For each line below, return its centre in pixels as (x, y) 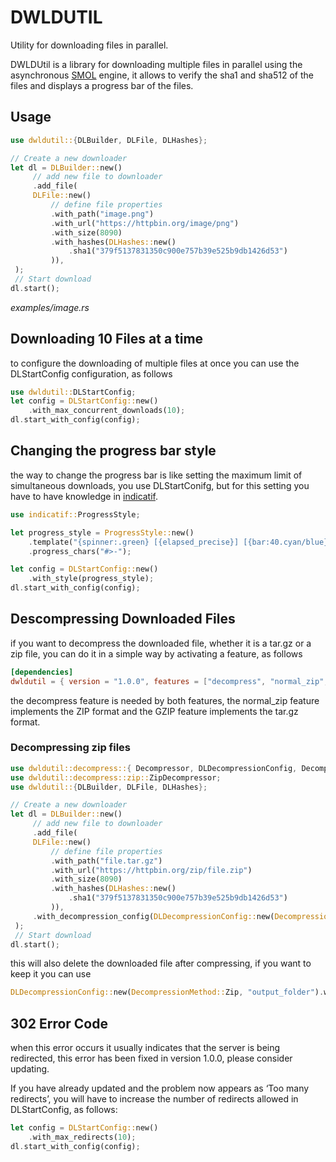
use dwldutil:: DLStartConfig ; (73, 392)
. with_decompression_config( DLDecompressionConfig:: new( (153, 916)
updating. (30, 1069)
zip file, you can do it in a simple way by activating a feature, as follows (156, 653)
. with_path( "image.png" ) (102, 214)
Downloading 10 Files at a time (107, 339)
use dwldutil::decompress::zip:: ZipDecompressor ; (116, 777)
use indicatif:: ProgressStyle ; (75, 514)
